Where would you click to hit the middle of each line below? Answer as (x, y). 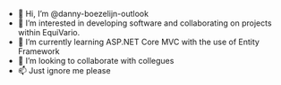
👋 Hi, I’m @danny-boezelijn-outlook (83, 14)
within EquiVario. (49, 32)
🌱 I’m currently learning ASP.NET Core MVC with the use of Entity (138, 42)
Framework (38, 51)
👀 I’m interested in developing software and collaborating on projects (145, 23)
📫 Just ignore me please (64, 70)
